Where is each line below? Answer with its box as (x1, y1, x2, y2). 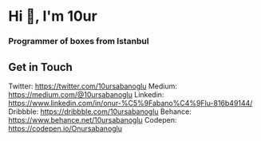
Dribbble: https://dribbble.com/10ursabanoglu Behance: (8, 107, 192, 116)
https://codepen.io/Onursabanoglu (8, 123, 122, 133)
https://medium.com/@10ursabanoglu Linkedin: (8, 89, 164, 99)
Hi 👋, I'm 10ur (8, 7, 97, 25)
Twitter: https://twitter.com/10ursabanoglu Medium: (8, 81, 178, 91)
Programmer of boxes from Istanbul (8, 36, 149, 47)
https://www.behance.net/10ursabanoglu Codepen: (8, 115, 177, 124)
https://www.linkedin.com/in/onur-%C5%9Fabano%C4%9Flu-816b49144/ (8, 98, 253, 108)
